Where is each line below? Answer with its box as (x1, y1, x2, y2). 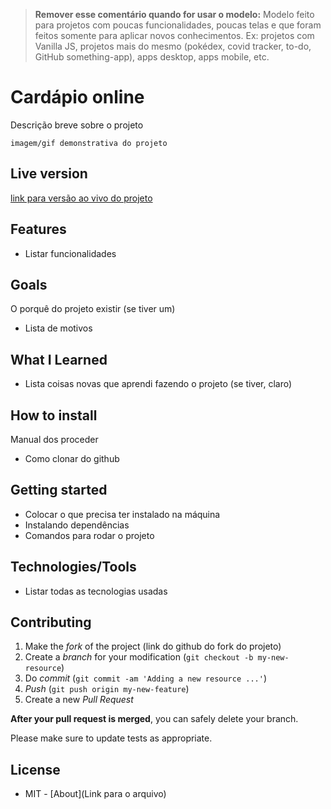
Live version (10, 165, 88, 183)
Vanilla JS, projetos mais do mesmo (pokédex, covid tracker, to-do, (34, 40, 312, 52)
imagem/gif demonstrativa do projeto (10, 138, 168, 148)
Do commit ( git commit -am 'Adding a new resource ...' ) (24, 672, 267, 684)
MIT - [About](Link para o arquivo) (24, 788, 167, 800)
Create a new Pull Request (24, 694, 134, 706)
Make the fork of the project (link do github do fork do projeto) (24, 640, 282, 653)
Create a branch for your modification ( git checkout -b (24, 651, 254, 663)
